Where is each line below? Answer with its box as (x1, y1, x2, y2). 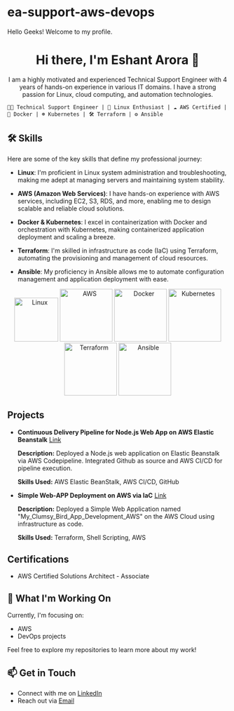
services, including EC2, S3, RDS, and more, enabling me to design (17, 197, 212, 205)
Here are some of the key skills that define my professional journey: (7, 154, 202, 163)
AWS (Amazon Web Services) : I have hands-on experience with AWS (17, 189, 220, 197)
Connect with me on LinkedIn (17, 689, 102, 697)
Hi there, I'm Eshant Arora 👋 (36, 52, 200, 68)
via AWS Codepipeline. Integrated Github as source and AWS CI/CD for (17, 456, 223, 465)
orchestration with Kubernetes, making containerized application (17, 225, 205, 234)
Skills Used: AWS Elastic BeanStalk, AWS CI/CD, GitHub (17, 477, 180, 486)
